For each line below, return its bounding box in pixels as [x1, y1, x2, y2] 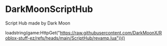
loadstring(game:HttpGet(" [5, 29, 60, 35]
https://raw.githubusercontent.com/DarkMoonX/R [59, 29, 162, 35]
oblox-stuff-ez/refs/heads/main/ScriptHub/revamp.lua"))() [5, 35, 125, 41]
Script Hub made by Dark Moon [5, 20, 70, 26]
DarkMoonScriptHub [5, 3, 93, 15]
